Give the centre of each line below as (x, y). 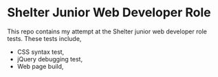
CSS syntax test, (41, 52)
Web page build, (40, 66)
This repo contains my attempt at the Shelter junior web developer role (107, 31)
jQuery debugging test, (50, 59)
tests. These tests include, (44, 38)
